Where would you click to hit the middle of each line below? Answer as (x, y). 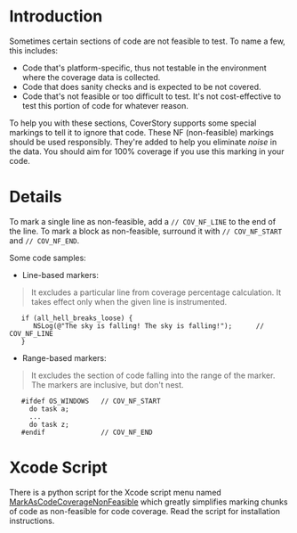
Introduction (56, 16)
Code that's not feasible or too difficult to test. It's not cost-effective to (152, 96)
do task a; (49, 409)
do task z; (49, 424)
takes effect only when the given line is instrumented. (129, 301)
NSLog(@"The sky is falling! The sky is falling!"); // (148, 326)
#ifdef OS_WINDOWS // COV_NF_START (91, 401)
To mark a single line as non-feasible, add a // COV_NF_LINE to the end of (143, 221)
